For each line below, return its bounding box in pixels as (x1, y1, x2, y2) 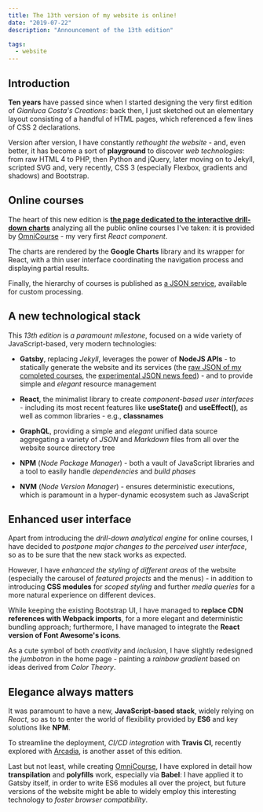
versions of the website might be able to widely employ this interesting (8, 787, 237, 796)
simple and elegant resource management (19, 379, 157, 389)
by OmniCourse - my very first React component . (8, 231, 168, 240)
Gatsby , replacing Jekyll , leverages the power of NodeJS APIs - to (19, 354, 236, 364)
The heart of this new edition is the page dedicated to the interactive (8, 214, 234, 224)
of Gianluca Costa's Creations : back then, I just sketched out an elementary (8, 105, 254, 115)
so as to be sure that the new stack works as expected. (8, 550, 187, 560)
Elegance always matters (8, 685, 134, 699)
